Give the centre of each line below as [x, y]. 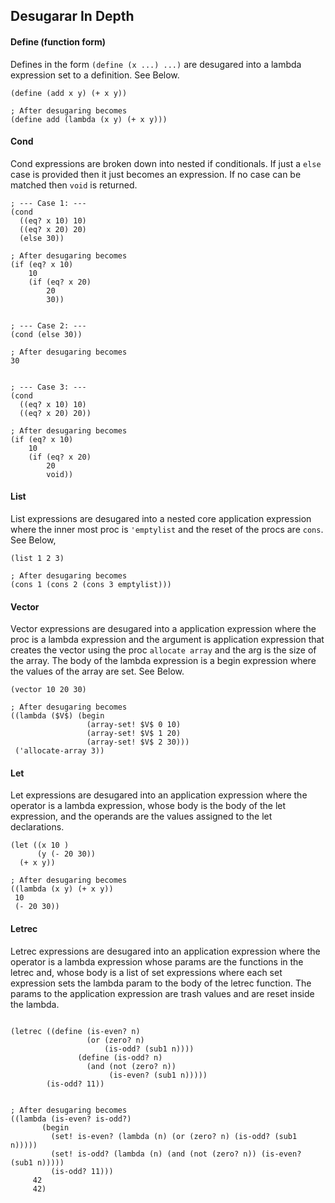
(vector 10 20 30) [48, 690]
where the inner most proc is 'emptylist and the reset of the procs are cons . [167, 529]
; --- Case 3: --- [48, 387]
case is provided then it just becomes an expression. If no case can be [156, 174]
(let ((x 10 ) [40, 845]
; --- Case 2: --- [48, 325]
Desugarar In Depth [72, 16]
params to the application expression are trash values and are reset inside [162, 993]
